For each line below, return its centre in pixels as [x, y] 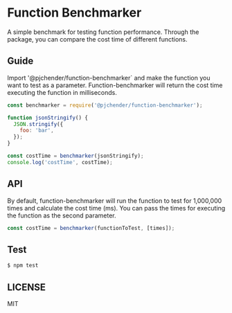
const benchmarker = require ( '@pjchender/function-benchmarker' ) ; [105, 105]
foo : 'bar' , [37, 131]
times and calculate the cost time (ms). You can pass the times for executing [116, 208]
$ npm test [23, 266]
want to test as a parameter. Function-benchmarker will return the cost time [115, 85]
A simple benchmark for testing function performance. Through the [103, 32]
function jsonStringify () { [48, 118]
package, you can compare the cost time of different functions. [98, 39]
